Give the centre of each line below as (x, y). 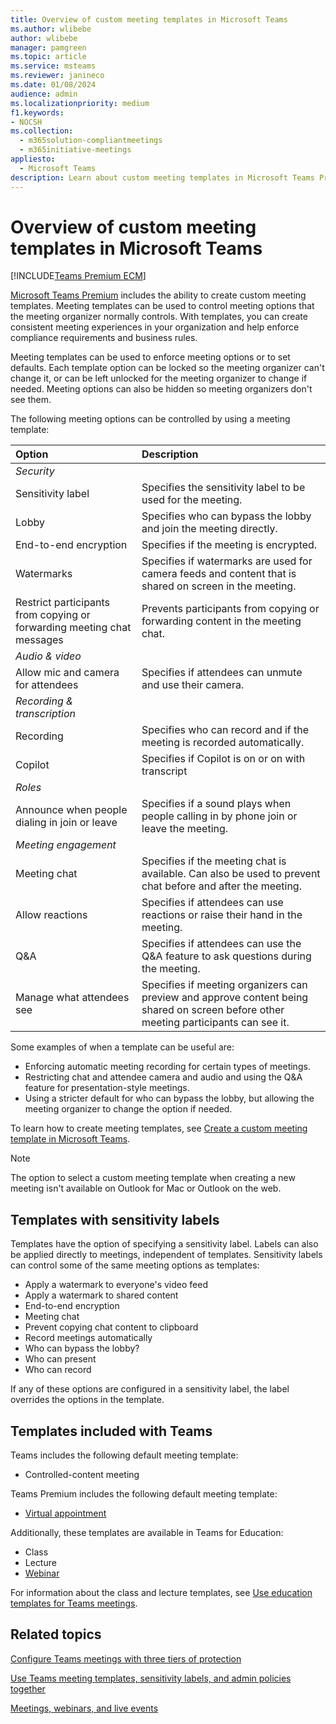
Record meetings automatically (88, 1338)
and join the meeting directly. (209, 529)
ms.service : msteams (53, 66)
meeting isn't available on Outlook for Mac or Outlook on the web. (146, 1188)
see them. (31, 400)
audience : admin (44, 94)
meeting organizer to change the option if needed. (128, 1109)
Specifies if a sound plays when (216, 804)
